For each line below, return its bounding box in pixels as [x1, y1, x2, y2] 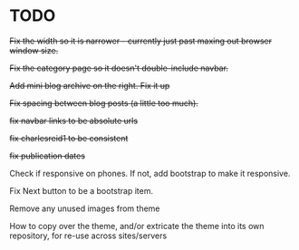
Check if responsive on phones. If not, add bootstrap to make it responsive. [9, 168, 291, 178]
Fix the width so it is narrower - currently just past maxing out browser [9, 35, 273, 46]
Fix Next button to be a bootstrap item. [9, 185, 154, 196]
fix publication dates [9, 150, 86, 161]
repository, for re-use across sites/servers [9, 230, 168, 241]
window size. [9, 44, 59, 55]
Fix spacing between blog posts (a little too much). [9, 97, 199, 109]
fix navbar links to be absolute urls [9, 115, 139, 126]
